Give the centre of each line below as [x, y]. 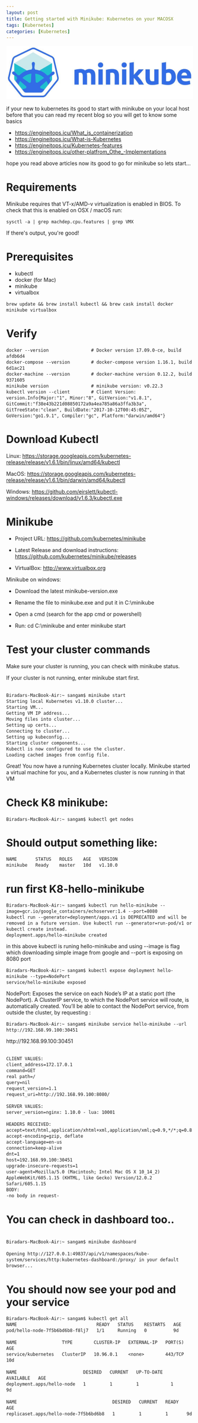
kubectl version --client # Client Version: [71, 392]
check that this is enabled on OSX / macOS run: [64, 210]
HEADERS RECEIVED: [29, 1125]
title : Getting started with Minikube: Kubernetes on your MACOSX [90, 19]
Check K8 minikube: [57, 803]
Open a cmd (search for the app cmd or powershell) [78, 614]
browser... [20, 1266]
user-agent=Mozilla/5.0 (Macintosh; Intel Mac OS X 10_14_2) [83, 1172]
